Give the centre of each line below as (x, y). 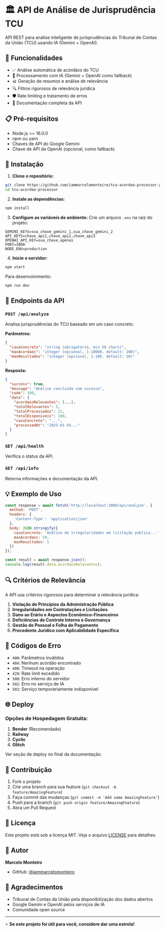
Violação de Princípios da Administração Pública (63, 604)
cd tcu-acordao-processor (31, 190)
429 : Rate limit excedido (36, 673)
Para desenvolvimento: (28, 276)
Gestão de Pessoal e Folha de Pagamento (55, 625)
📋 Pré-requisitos (32, 119)
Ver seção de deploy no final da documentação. (54, 754)
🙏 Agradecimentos (34, 888)
